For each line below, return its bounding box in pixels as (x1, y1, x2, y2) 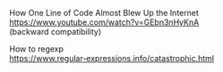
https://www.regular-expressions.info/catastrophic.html (9, 53, 215, 63)
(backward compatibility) (9, 27, 101, 36)
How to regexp (9, 44, 64, 54)
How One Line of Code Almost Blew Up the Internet (9, 8, 199, 18)
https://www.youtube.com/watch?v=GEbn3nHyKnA (9, 17, 200, 28)
